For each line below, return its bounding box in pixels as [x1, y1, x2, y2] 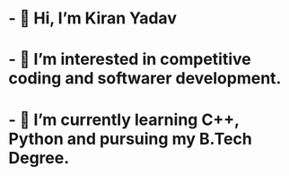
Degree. [8, 147, 70, 168]
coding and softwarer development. [8, 68, 282, 89]
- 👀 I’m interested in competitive [8, 49, 252, 70]
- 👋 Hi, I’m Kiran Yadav [8, 8, 177, 29]
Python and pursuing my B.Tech [8, 128, 252, 149]
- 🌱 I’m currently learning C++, [8, 110, 240, 129]
